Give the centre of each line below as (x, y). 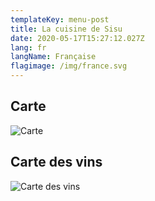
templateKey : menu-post (60, 19)
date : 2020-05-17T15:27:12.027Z (77, 38)
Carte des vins (56, 162)
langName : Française (53, 57)
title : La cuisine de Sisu (66, 29)
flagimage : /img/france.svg (69, 66)
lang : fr (28, 47)
